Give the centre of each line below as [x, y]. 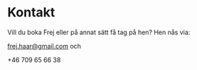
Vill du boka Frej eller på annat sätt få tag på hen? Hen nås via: [99, 32]
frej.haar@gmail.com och [44, 46]
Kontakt [31, 12]
